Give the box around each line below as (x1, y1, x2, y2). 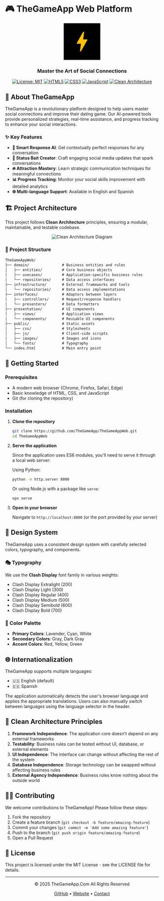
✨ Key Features (5, 134, 42, 140)
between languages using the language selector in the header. (5, 703, 131, 709)
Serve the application (12, 443, 57, 449)
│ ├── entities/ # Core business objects (5, 268, 112, 272)
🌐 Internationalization (5, 655, 73, 664)
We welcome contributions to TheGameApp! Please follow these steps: (5, 805, 148, 811)
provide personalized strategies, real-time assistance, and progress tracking (5, 116, 159, 122)
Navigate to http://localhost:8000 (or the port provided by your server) (12, 514, 158, 520)
